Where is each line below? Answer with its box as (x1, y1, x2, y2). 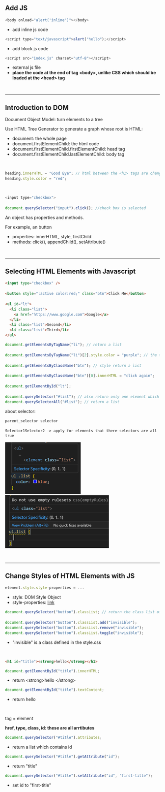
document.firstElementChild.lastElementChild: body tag (12, 151, 125, 157)
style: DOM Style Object (12, 594, 61, 600)
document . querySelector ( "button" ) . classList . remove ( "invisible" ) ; (5, 625, 144, 630)
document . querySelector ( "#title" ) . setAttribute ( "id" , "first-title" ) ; (5, 773, 153, 778)
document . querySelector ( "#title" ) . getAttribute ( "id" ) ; (5, 754, 120, 760)
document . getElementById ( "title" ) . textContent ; (5, 688, 105, 693)
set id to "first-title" (12, 782, 52, 788)
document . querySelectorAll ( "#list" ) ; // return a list (5, 399, 120, 404)
